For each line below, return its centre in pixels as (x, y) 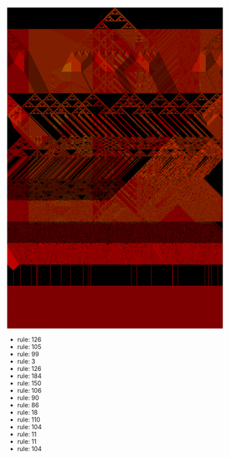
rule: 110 (29, 420)
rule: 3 (26, 361)
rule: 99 (28, 354)
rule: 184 (29, 376)
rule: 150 (29, 383)
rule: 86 (28, 405)
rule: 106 (29, 391)
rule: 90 (28, 398)
